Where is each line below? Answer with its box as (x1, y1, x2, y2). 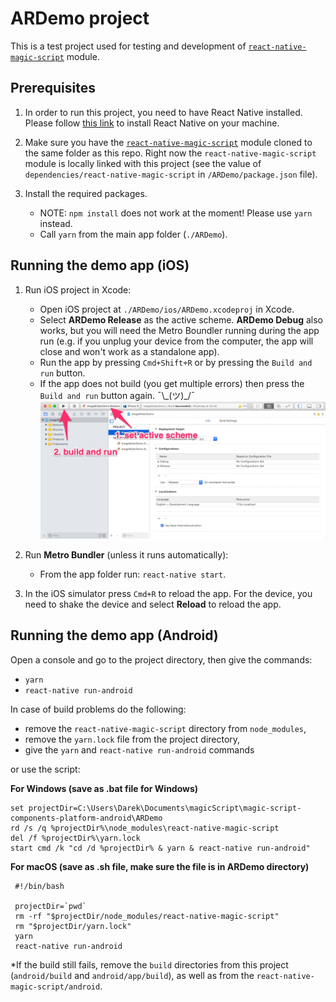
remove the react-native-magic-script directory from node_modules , (24, 722, 307, 734)
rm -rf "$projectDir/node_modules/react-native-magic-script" (14, 911, 280, 921)
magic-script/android (10, 982, 101, 992)
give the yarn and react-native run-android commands (24, 743, 255, 756)
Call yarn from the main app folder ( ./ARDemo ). (39, 228, 228, 240)
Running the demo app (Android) (10, 627, 219, 644)
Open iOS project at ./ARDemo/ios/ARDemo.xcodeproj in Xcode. (39, 303, 295, 315)
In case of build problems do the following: (10, 703, 187, 715)
